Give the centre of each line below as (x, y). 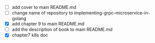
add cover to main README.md (44, 7)
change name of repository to (42, 13)
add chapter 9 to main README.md (48, 24)
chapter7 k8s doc (30, 35)
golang (19, 18)
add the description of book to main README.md (62, 29)
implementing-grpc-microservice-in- (112, 13)
